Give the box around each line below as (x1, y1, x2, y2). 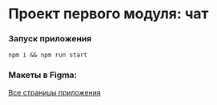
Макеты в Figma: (8, 69, 78, 80)
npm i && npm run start (8, 51, 88, 60)
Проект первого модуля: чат (8, 5, 209, 23)
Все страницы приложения (8, 87, 102, 97)
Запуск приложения (8, 33, 92, 45)
